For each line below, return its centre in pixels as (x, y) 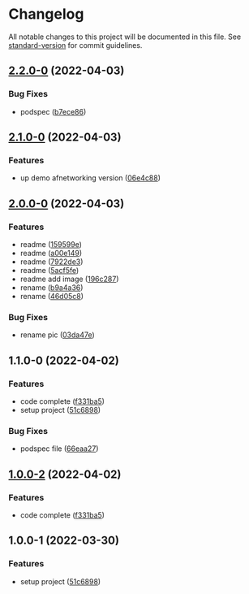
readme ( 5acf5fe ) (49, 270)
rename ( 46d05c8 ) (52, 296)
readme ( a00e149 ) (51, 253)
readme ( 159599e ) (51, 244)
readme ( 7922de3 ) (52, 262)
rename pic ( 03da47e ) (57, 335)
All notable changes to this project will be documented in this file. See (125, 37)
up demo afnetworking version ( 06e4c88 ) (90, 178)
